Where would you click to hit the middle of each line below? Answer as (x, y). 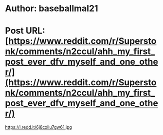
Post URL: (25, 31)
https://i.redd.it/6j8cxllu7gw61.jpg (38, 127)
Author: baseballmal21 (52, 9)
